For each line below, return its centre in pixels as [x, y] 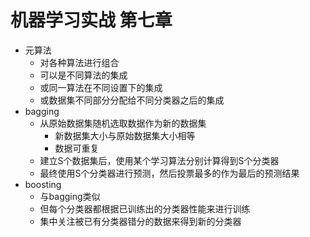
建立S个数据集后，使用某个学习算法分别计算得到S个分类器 [159, 160]
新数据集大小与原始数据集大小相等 [125, 135]
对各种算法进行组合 [79, 62]
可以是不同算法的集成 [83, 75]
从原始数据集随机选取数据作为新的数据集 [123, 123]
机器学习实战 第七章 [91, 20]
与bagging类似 [70, 196]
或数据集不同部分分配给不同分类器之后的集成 [132, 100]
